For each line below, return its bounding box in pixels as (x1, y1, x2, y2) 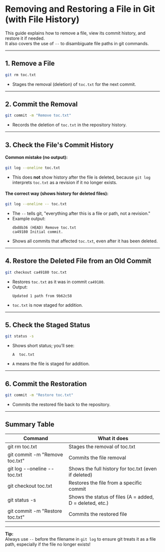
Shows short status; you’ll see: (12, 342, 75, 349)
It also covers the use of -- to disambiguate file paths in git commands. (5, 40, 149, 46)
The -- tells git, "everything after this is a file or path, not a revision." (12, 210, 151, 216)
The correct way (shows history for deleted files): (5, 190, 109, 197)
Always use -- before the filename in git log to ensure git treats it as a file (5, 536, 156, 542)
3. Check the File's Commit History (5, 141, 114, 149)
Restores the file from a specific (68, 479, 142, 486)
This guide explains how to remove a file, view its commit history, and (5, 30, 146, 36)
